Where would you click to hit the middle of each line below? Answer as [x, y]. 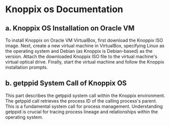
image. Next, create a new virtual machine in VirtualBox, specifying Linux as [85, 46]
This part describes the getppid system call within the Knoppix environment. [85, 96]
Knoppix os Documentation [64, 9]
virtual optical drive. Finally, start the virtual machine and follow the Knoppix [85, 62]
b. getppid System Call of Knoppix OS [66, 83]
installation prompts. [27, 67]
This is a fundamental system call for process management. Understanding [84, 106]
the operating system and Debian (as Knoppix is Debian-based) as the [79, 51]
